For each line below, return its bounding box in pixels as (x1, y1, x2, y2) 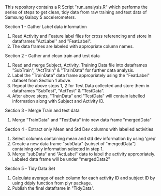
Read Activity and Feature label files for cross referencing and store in (12, 33, 152, 39)
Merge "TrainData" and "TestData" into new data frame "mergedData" (12, 117, 152, 122)
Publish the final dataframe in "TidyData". (12, 185, 95, 191)
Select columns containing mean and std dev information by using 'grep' (12, 136, 157, 141)
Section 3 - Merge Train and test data (5, 107, 80, 113)
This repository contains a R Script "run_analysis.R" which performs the (5, 4, 148, 10)
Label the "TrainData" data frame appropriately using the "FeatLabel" (12, 73, 150, 78)
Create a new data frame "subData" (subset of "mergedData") (12, 141, 136, 147)
